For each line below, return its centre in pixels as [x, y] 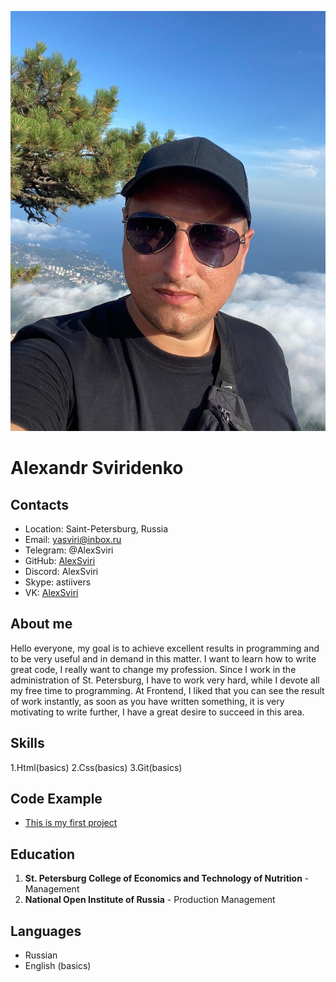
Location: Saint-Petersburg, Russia [96, 529]
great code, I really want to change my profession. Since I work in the [153, 669]
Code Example [56, 799]
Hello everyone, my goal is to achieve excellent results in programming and [165, 648]
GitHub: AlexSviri [60, 560]
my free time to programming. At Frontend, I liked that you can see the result [167, 690]
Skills [27, 743]
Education [43, 854]
